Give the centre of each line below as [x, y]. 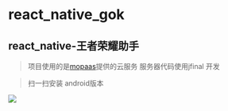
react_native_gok [66, 15]
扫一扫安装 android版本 [66, 83]
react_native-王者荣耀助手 [73, 46]
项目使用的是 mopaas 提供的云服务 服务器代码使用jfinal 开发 [124, 66]
